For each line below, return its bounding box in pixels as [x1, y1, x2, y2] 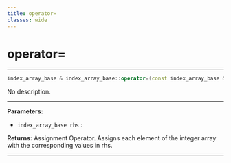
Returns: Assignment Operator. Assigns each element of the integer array [7, 134, 217, 142]
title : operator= [7, 10, 57, 17]
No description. [7, 87, 52, 96]
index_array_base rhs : [16, 121, 82, 129]
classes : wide [7, 17, 48, 23]
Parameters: [7, 107, 43, 116]
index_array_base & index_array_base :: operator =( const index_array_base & [7, 75, 226, 83]
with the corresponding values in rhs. [7, 142, 113, 150]
